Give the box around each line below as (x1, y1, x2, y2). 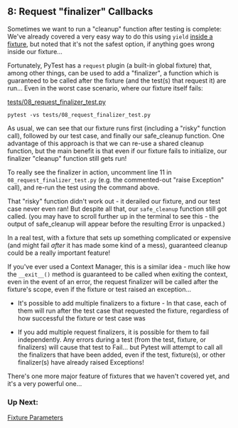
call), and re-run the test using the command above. (7, 183, 160, 192)
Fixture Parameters (7, 413, 64, 422)
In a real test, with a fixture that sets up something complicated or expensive (7, 233, 232, 241)
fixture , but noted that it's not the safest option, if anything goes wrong (7, 39, 215, 48)
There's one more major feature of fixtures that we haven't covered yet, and (7, 372, 229, 380)
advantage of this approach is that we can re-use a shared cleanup (7, 139, 204, 147)
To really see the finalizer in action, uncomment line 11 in (7, 167, 172, 177)
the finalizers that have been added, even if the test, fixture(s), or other (17, 350, 226, 359)
